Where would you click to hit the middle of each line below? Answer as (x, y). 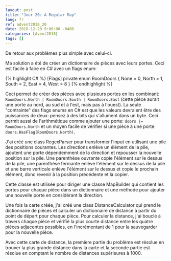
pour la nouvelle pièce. (29, 232)
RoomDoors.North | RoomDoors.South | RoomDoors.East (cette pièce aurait (82, 99)
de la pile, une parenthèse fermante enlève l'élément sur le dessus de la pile (85, 163)
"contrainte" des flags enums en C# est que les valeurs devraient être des (83, 110)
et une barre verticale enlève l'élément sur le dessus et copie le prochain (82, 169)
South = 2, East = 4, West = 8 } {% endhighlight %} (59, 84)
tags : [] (15, 39)
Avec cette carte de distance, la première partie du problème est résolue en (85, 242)
